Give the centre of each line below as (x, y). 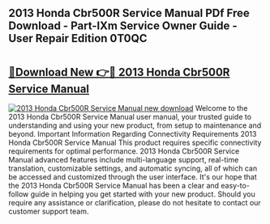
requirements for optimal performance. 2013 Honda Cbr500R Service (124, 151)
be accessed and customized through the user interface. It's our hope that (133, 177)
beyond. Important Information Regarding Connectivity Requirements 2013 (133, 134)
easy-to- (235, 186)
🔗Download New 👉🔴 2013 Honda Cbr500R (119, 72)
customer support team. (49, 211)
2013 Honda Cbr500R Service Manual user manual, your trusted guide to (130, 117)
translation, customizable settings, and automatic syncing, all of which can (133, 168)
